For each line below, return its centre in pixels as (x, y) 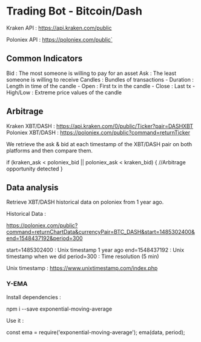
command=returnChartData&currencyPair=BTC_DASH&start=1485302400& (100, 232)
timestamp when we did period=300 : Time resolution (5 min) (83, 256)
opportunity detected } (35, 169)
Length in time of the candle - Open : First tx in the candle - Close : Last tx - (101, 86)
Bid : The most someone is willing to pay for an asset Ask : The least (91, 73)
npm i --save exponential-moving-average (59, 309)
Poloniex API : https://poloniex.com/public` (60, 39)
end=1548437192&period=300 (44, 238)
